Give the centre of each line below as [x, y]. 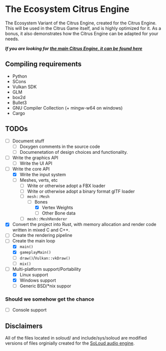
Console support [29, 310]
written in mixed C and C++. [41, 230]
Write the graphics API [35, 157]
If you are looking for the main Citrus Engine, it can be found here [74, 48]
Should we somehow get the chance [50, 299]
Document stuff [28, 141]
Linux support [34, 274]
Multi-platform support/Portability [47, 269]
